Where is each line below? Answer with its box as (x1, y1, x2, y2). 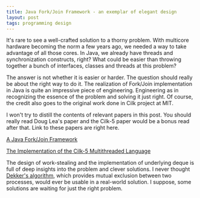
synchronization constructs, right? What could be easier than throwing (6, 56, 182, 63)
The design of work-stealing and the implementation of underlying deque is (6, 159, 195, 167)
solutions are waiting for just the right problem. (6, 185, 123, 192)
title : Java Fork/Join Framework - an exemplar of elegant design (6, 8, 177, 15)
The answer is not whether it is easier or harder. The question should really (6, 74, 193, 81)
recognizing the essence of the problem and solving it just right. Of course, (6, 93, 193, 100)
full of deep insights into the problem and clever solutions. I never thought (6, 165, 190, 173)
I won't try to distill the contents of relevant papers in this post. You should (6, 111, 192, 118)
